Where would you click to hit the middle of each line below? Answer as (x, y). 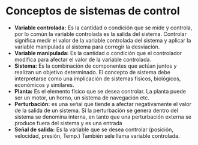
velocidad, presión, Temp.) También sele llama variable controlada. (97, 135)
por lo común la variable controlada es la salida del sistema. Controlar (100, 34)
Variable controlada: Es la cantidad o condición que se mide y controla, (103, 28)
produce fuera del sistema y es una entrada (68, 123)
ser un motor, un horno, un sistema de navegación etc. (82, 98)
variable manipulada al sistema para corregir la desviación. (87, 47)
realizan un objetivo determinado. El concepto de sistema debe (92, 72)
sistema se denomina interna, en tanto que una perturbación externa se (103, 117)
